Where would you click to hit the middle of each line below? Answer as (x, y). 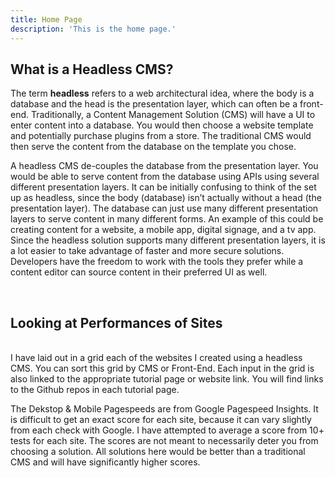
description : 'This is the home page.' (93, 29)
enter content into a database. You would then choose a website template (162, 125)
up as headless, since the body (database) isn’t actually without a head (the (166, 198)
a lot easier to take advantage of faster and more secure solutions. (147, 251)
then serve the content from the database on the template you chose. (153, 147)
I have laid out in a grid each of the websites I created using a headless (156, 358)
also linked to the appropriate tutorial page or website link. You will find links (167, 379)
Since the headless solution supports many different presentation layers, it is (168, 240)
